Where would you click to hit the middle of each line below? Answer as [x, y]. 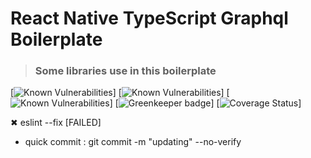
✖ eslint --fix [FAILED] [56, 123]
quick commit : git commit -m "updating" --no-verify [133, 142]
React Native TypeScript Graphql [149, 18]
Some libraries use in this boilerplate [125, 71]
